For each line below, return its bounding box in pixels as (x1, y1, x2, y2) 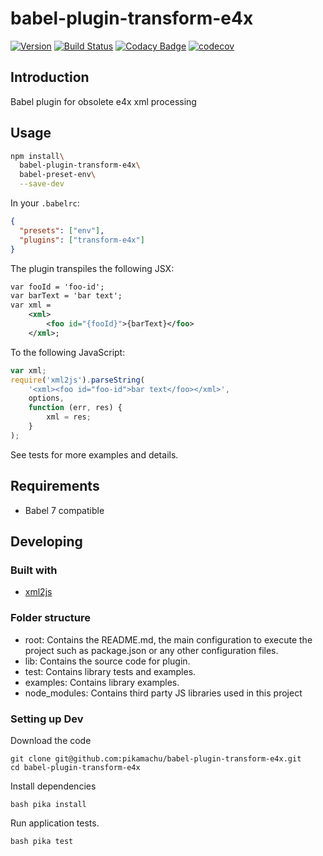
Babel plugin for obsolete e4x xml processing (10, 95, 197, 107)
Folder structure (10, 611, 91, 625)
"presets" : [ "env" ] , (19, 225, 105, 236)
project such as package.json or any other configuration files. (24, 644, 279, 656)
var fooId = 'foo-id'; (10, 282, 105, 292)
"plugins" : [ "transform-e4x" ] (19, 235, 145, 245)
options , (28, 393, 65, 404)
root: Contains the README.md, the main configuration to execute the (24, 633, 313, 646)
